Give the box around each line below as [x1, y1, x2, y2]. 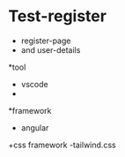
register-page [20, 35, 71, 46]
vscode [20, 78, 49, 89]
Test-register [8, 6, 107, 26]
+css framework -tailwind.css [8, 139, 116, 150]
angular [20, 122, 49, 133]
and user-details [20, 44, 81, 55]
